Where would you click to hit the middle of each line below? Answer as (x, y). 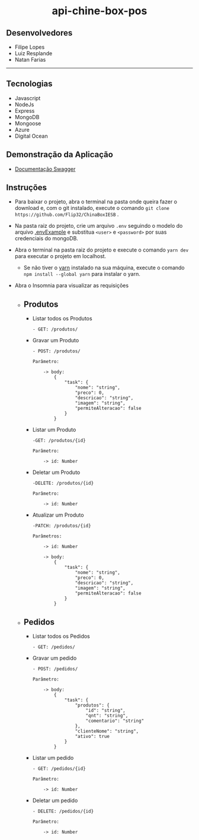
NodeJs (24, 104)
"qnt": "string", (107, 716)
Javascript (28, 98)
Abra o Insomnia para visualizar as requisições (72, 285)
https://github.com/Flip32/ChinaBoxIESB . (67, 214)
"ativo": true (92, 737)
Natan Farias (30, 60)
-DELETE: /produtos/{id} (63, 483)
